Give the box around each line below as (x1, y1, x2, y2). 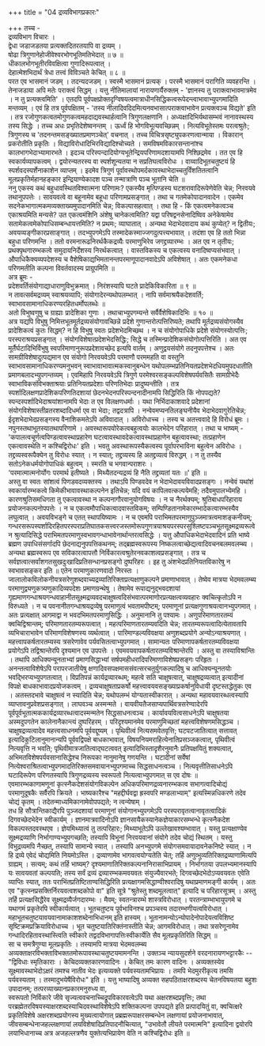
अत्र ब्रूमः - (8, 273, 33, 281)
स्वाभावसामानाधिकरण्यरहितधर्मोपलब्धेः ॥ (8, 299, 106, 308)
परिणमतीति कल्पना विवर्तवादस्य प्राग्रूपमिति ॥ (8, 263, 115, 273)
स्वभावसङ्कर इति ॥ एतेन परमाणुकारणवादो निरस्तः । (8, 566, 139, 575)
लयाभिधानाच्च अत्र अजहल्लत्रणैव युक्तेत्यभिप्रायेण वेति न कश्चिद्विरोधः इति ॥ (8, 1029, 190, 1037)
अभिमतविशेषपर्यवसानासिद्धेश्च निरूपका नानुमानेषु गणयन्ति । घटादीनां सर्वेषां (8, 753, 191, 762)
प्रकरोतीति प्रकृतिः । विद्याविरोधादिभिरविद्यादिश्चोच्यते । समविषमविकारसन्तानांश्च (8, 139, 203, 148)
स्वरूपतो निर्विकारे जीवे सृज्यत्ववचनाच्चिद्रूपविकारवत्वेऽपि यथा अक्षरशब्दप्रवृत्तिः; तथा (8, 993, 206, 1002)
